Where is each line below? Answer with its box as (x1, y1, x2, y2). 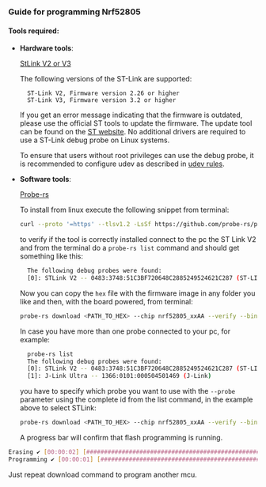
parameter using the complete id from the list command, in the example (19, 395, 253, 405)
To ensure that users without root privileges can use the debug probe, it (19, 151, 255, 160)
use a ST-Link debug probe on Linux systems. (19, 135, 170, 145)
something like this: (19, 251, 83, 261)
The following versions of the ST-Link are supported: (19, 74, 192, 84)
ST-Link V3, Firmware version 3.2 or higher (27, 96, 177, 104)
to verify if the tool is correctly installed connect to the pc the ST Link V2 (19, 235, 256, 243)
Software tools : (19, 175, 71, 184)
